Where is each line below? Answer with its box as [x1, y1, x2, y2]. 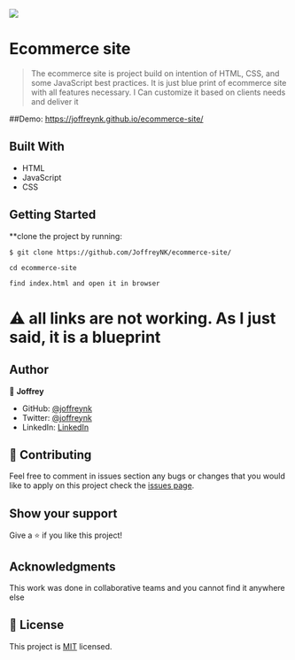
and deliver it [30, 96, 79, 106]
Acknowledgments [9, 559, 117, 574]
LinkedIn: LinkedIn [21, 422, 89, 432]
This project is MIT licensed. [9, 641, 113, 651]
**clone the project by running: [9, 230, 122, 241]
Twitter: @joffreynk [21, 412, 93, 423]
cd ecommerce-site [9, 263, 77, 272]
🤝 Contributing [9, 447, 92, 462]
